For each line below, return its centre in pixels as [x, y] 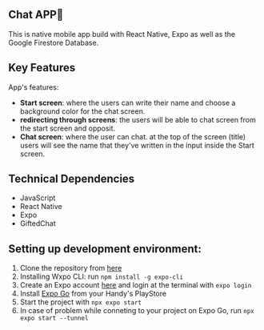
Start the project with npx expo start [81, 302]
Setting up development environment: [105, 249]
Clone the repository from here [71, 268]
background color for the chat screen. [82, 111]
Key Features [42, 68]
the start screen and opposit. [68, 128]
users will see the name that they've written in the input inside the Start [137, 145]
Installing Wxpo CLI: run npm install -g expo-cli [102, 276]
